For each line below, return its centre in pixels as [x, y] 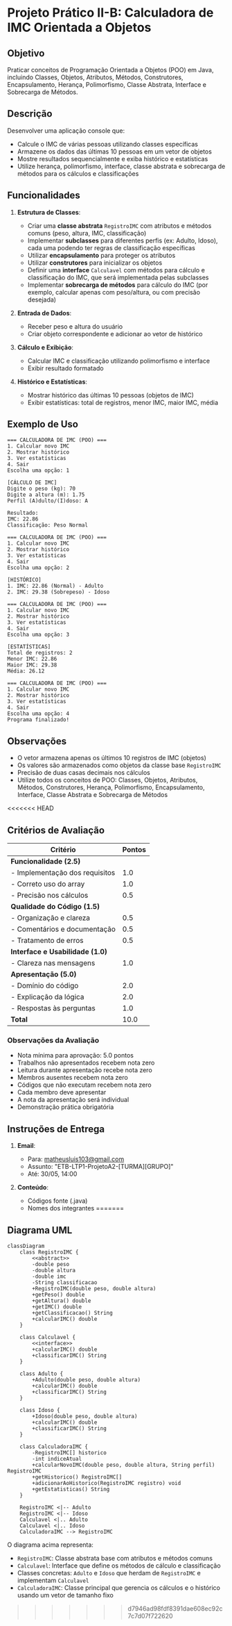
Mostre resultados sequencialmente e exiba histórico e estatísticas [113, 158]
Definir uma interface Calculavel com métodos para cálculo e [116, 270]
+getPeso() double [59, 1295]
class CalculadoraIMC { [54, 1447]
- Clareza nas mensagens [53, 963]
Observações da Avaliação [53, 1040]
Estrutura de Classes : [49, 212]
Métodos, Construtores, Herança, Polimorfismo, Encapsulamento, [111, 787]
